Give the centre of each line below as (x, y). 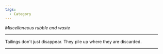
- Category (20, 14)
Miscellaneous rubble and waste (38, 27)
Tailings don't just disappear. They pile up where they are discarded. (73, 41)
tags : (10, 9)
